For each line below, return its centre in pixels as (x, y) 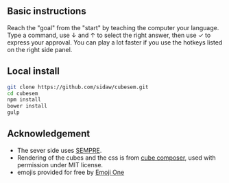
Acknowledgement (49, 134)
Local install (34, 71)
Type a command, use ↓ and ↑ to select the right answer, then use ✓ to (109, 35)
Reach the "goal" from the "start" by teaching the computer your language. (113, 27)
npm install (24, 100)
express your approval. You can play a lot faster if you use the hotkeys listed (115, 42)
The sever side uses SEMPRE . (59, 150)
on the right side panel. (40, 49)
